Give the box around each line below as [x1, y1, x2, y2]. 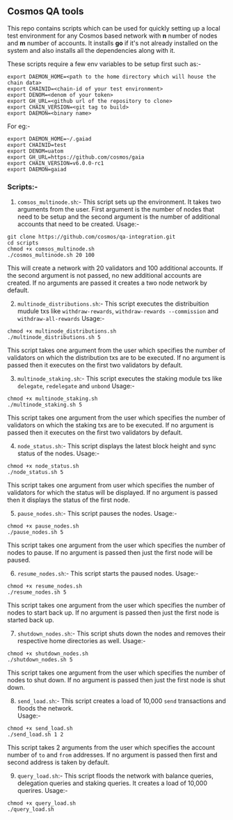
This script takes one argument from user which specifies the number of [7, 481, 215, 489]
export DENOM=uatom [7, 148, 64, 155]
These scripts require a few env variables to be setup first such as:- [7, 59, 202, 68]
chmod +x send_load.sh [7, 725, 73, 732]
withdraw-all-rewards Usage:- [17, 315, 105, 323]
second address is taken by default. [7, 758, 110, 766]
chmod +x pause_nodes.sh [7, 523, 79, 530]
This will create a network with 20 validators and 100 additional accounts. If [7, 264, 224, 272]
